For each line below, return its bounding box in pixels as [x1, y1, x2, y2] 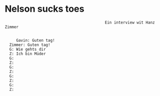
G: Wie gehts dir [9, 46, 46, 52]
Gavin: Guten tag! [16, 38, 55, 43]
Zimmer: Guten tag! [9, 42, 51, 47]
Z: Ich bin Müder [9, 51, 46, 56]
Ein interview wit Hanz [105, 20, 155, 25]
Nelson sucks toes [5, 3, 85, 15]
